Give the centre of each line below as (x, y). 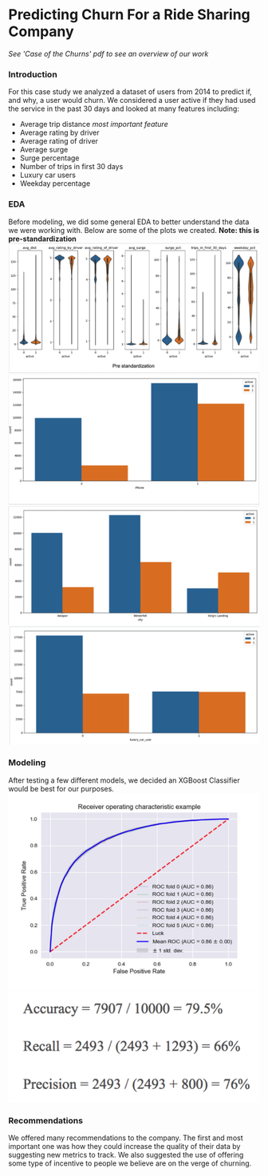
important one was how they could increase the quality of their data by (124, 1146)
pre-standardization (43, 239)
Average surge (44, 150)
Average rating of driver (59, 141)
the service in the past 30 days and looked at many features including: (124, 109)
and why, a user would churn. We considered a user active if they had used (132, 101)
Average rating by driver (59, 132)
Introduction (33, 74)
